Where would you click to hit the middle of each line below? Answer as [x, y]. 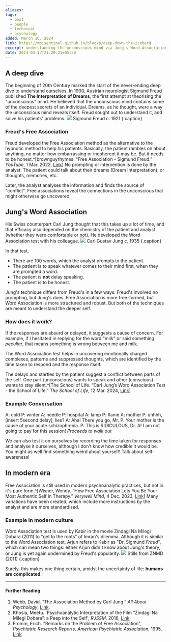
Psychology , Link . [31, 607]
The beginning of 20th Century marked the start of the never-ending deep [83, 86]
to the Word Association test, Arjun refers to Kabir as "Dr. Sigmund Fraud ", [83, 542]
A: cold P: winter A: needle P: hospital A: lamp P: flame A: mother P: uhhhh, [84, 415]
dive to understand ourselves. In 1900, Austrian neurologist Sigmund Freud [84, 91]
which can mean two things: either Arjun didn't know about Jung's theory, [83, 547]
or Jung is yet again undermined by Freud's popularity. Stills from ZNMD [84, 553]
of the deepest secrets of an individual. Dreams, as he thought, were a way [84, 107]
